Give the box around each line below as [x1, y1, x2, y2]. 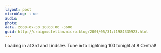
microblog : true [5, 12, 38, 16]
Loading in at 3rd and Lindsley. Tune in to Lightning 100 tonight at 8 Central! [5, 43, 157, 48]
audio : [5, 16, 18, 21]
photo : [5, 20, 18, 26]
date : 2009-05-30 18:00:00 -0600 [5, 25, 73, 30]
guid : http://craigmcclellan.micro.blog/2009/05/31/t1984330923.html [5, 29, 149, 34]
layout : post [5, 7, 32, 12]
